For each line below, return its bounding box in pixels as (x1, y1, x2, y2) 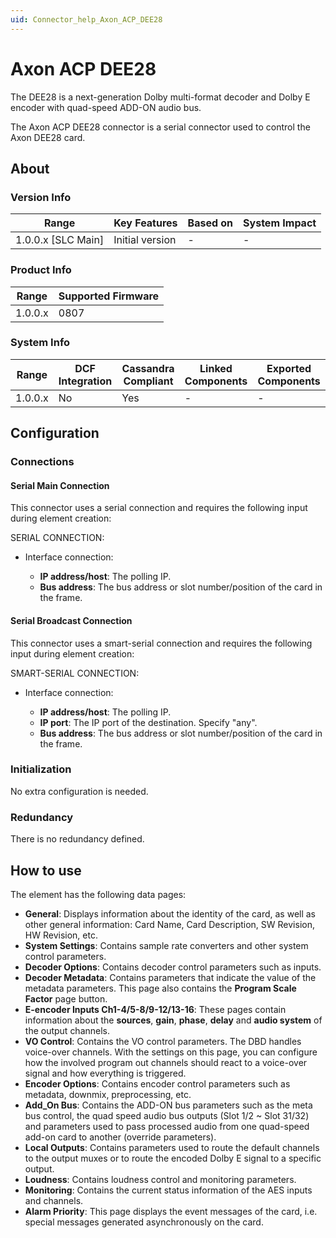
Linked (199, 361, 233, 375)
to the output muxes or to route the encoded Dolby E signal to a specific (24, 1152, 322, 1164)
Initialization (10, 762, 72, 776)
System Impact (243, 216, 317, 230)
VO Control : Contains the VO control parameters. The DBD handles (24, 1035, 302, 1047)
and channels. (24, 1194, 84, 1206)
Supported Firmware (58, 289, 160, 303)
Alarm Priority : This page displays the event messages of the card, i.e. (24, 1205, 318, 1217)
